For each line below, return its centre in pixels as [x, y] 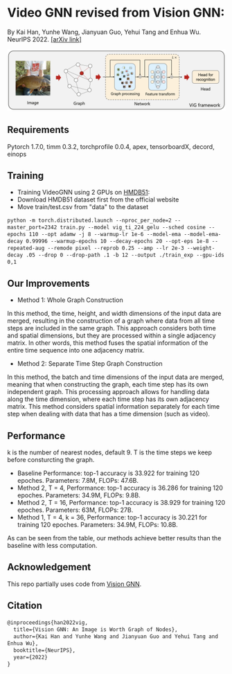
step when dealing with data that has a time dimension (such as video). [108, 414]
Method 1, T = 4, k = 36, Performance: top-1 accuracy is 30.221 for [112, 517]
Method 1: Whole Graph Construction [70, 300]
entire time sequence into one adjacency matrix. [76, 351]
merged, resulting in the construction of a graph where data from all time [111, 321]
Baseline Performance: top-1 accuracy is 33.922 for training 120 [108, 473]
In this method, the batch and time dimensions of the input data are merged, [116, 377]
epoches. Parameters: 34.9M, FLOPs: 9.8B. [79, 495]
